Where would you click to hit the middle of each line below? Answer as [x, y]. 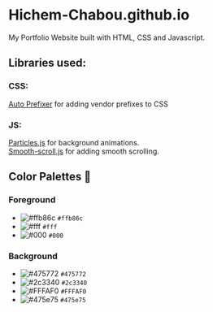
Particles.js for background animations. [74, 142]
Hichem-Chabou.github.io [99, 15]
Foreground [32, 200]
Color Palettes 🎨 [50, 177]
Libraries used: [48, 63]
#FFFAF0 [74, 291]
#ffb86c [70, 218]
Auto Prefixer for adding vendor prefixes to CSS [89, 104]
